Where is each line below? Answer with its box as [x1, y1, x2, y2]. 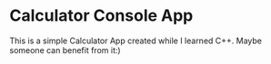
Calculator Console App [9, 5, 194, 26]
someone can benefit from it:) [9, 44, 121, 55]
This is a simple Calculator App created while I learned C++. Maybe [9, 35, 262, 46]
